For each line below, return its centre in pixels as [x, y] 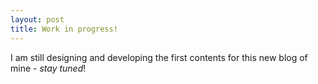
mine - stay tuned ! [48, 68]
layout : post [37, 19]
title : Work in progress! [64, 29]
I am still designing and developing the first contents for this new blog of [159, 57]
